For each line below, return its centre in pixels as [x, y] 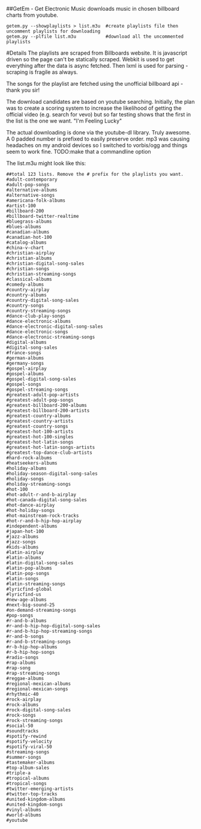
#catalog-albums [26, 243]
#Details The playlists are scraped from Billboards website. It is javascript [97, 53]
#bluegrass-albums [29, 222]
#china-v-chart [25, 248]
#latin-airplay [25, 552]
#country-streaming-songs [38, 311]
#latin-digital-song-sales [40, 563]
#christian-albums [29, 258]
